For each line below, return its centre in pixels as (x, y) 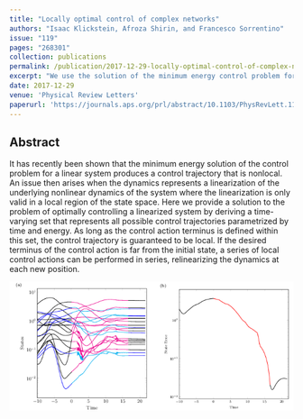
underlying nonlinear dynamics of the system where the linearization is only (150, 193)
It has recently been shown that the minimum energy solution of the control (149, 164)
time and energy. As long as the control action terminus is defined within (144, 231)
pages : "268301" (40, 48)
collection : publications (58, 57)
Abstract (35, 142)
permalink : (30, 67)
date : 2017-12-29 (42, 86)
